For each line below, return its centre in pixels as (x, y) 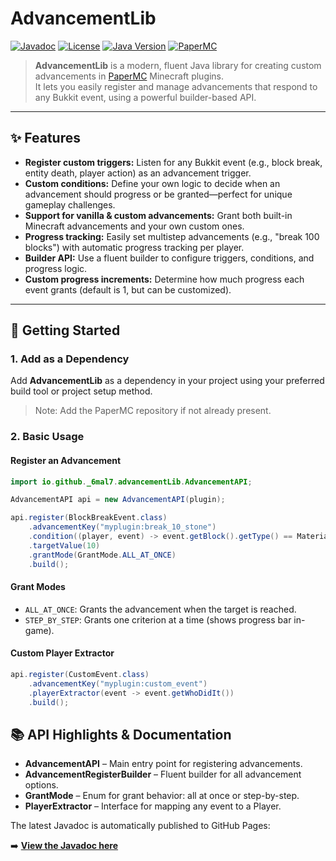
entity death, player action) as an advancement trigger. (138, 173)
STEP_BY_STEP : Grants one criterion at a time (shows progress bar (158, 619)
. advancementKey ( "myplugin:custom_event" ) (118, 683)
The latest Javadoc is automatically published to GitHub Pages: (140, 826)
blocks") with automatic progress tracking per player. (134, 247)
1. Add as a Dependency (70, 359)
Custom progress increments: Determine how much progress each (164, 279)
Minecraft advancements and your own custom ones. (134, 226)
